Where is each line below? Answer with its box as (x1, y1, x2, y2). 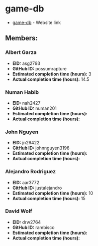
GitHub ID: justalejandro (12, 185, 62, 191)
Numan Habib (5, 88, 39, 95)
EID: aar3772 (12, 179, 40, 185)
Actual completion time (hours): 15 (12, 195, 86, 201)
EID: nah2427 (12, 100, 41, 106)
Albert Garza (5, 49, 37, 56)
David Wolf (5, 208, 32, 215)
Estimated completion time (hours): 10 (12, 190, 94, 196)
